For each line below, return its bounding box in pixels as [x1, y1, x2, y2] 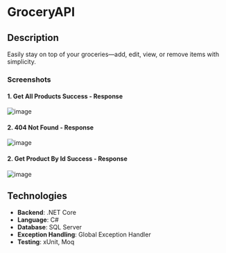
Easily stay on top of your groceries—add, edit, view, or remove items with [7, 50, 220, 58]
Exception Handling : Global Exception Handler [17, 230, 151, 239]
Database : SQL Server [17, 223, 82, 232]
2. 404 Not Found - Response [7, 123, 94, 132]
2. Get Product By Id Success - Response [7, 154, 128, 163]
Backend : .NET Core [17, 209, 76, 217]
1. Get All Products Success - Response [7, 91, 123, 101]
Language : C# [17, 216, 59, 224]
